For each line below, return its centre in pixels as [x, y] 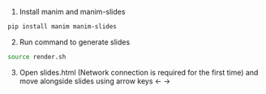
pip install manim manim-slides [62, 27]
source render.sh [37, 57]
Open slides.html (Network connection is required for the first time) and [139, 72]
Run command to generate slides [75, 42]
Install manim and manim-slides [72, 12]
